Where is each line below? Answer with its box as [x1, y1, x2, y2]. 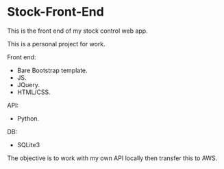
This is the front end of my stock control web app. [7, 27, 149, 35]
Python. [16, 114, 40, 123]
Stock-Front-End [7, 4, 104, 20]
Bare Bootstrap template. [16, 66, 88, 74]
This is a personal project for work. [7, 40, 106, 48]
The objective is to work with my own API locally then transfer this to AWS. [7, 154, 218, 162]
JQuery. [16, 80, 40, 89]
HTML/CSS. [16, 88, 51, 96]
